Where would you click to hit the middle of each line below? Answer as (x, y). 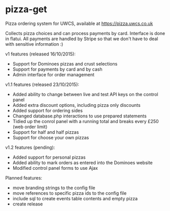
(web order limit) (30, 127)
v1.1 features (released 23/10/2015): (42, 84)
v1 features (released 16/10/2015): (41, 54)
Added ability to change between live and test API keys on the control (85, 94)
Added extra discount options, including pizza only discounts (76, 105)
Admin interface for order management (54, 74)
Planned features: (24, 178)
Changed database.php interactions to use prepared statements (80, 116)
